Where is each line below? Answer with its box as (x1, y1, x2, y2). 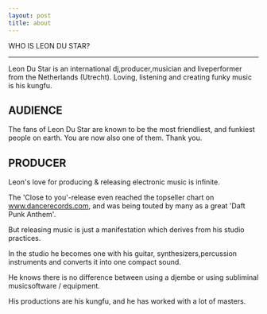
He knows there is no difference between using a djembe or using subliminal (8, 273, 259, 282)
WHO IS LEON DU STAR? (8, 41, 91, 50)
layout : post (8, 11, 52, 20)
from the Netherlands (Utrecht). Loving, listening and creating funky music (8, 72, 253, 82)
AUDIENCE (8, 103, 63, 117)
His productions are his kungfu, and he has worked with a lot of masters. (8, 297, 246, 306)
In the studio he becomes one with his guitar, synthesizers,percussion (8, 249, 237, 258)
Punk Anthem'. (8, 210, 56, 219)
